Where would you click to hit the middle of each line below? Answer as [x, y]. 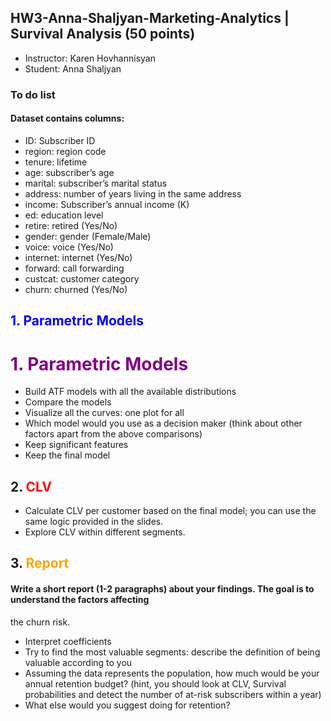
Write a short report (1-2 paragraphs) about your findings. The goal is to [162, 589]
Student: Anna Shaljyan [73, 68]
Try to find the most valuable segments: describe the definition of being [172, 652]
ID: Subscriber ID [60, 140]
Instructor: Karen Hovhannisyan [90, 58]
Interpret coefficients [68, 641]
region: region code [65, 151]
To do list [33, 94]
